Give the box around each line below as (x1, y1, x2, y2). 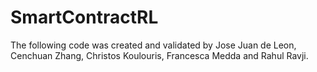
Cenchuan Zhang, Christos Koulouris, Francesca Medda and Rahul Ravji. (10, 49, 309, 61)
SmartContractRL (10, 6, 159, 29)
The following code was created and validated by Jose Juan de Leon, (10, 39, 297, 51)
